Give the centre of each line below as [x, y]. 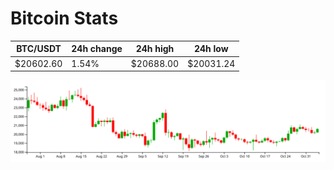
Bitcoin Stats [64, 18]
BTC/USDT [39, 49]
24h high [155, 49]
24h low [211, 49]
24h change [97, 49]
